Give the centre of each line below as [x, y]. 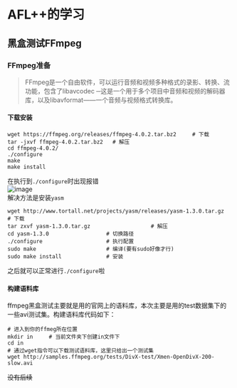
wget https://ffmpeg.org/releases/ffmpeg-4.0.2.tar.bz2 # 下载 [109, 135]
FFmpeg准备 [29, 65]
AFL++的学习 [46, 15]
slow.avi [20, 363]
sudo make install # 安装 [65, 257]
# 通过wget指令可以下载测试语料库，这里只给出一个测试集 [81, 351]
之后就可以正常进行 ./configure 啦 [56, 271]
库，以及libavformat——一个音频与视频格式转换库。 [101, 100]
